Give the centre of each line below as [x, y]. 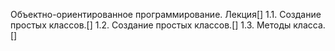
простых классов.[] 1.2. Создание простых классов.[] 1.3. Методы [151, 25]
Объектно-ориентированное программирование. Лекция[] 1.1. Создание [166, 14]
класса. [309, 25]
